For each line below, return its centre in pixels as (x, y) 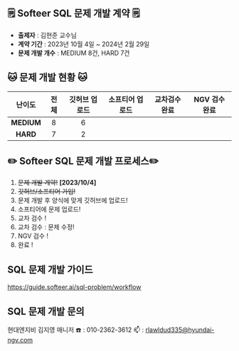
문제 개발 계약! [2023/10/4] (57, 183)
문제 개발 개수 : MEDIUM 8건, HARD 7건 (74, 53)
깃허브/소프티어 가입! (47, 192)
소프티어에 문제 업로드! (49, 209)
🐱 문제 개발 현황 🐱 (47, 78)
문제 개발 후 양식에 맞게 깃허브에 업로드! (73, 200)
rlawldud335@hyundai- (180, 330)
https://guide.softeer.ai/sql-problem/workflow (74, 287)
